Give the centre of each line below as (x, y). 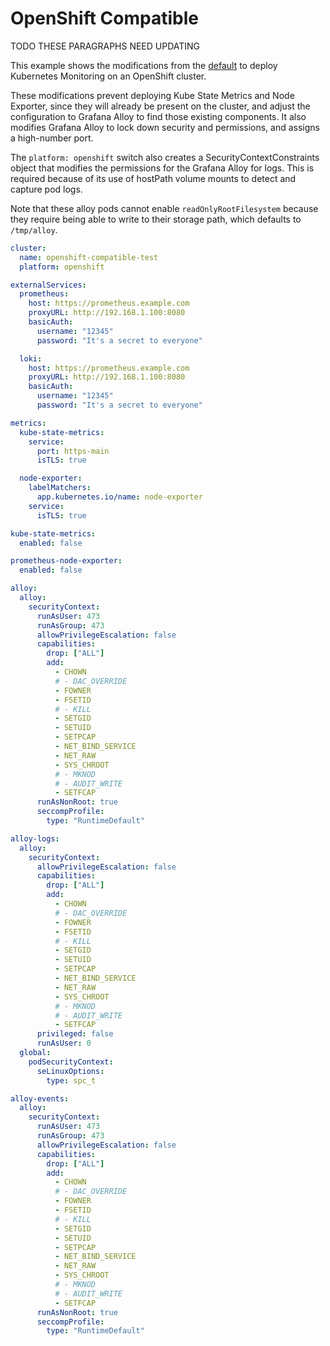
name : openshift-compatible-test (89, 257)
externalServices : (48, 285)
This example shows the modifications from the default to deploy (144, 65)
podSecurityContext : (71, 1062)
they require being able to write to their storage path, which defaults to (156, 219)
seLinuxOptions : (70, 1071)
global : (35, 1053)
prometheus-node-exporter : (66, 561)
